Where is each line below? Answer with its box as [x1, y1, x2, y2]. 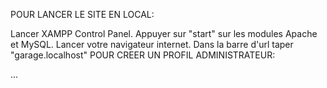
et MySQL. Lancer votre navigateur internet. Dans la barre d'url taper [10, 39, 294, 50]
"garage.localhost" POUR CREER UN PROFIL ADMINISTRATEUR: [10, 49, 276, 61]
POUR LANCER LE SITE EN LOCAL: [10, 9, 155, 20]
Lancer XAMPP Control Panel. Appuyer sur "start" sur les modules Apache [10, 28, 318, 39]
